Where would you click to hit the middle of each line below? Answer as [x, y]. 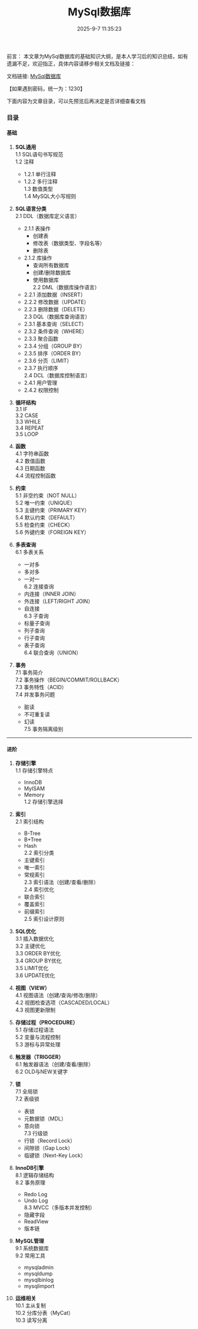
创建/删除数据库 [52, 273]
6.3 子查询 [36, 616]
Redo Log [36, 1194]
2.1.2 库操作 [38, 258]
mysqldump [38, 1274]
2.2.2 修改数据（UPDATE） [57, 302]
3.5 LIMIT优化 [32, 968]
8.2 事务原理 [30, 1183]
